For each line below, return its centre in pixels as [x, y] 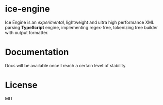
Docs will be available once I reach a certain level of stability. [66, 65]
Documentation [37, 52]
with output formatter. [27, 32]
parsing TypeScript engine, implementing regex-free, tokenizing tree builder [81, 27]
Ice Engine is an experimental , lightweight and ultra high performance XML [80, 22]
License [21, 85]
